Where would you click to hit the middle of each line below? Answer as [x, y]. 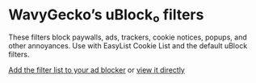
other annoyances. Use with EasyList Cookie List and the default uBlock [128, 45]
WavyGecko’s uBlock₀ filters [106, 15]
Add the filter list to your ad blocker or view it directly [97, 69]
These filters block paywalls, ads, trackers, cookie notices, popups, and [128, 37]
